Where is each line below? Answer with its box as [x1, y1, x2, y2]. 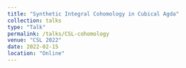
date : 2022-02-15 [7, 43, 59, 50]
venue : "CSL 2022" [7, 37, 62, 44]
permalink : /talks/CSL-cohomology [7, 30, 110, 38]
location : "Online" [7, 50, 65, 57]
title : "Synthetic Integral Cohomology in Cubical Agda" [7, 10, 180, 18]
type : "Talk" [7, 23, 46, 30]
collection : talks [7, 17, 62, 24]
